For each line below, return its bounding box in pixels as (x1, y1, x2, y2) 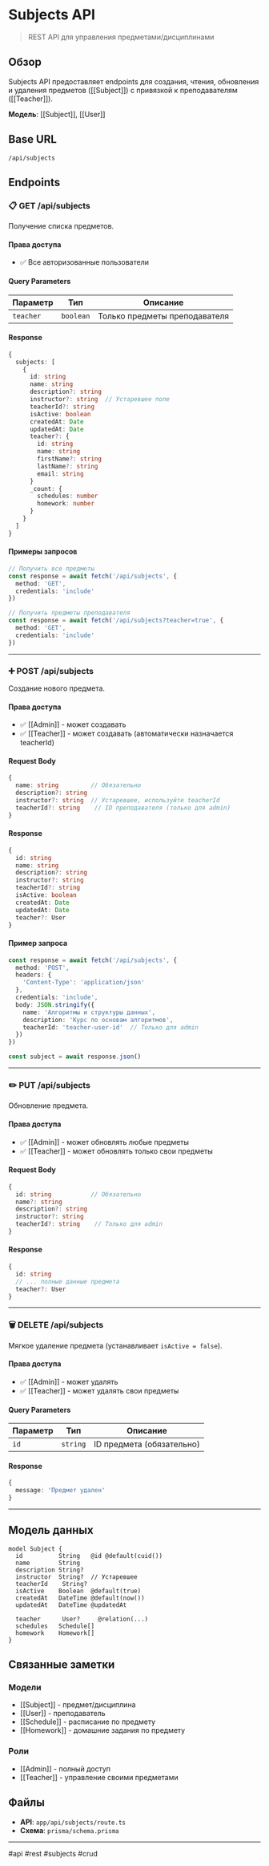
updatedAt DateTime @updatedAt (15, 1600, 127, 1609)
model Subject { (8, 1544, 62, 1553)
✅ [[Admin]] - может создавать (19, 720, 126, 729)
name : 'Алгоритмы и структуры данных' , (22, 1008, 156, 1016)
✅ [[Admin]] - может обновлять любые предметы (19, 1137, 190, 1146)
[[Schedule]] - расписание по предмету (19, 1717, 156, 1726)
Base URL (8, 132, 58, 146)
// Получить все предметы (8, 564, 94, 573)
